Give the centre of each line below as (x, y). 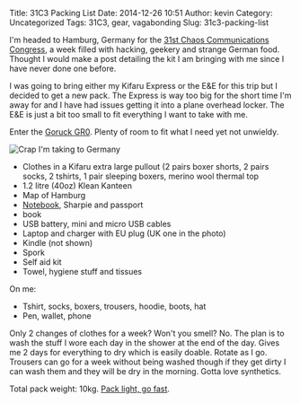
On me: (23, 289)
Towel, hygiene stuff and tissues (82, 272)
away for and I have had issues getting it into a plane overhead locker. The (147, 105)
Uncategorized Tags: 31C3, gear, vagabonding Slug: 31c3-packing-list (139, 22)
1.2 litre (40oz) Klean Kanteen (77, 186)
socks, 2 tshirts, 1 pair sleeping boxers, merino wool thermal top (140, 176)
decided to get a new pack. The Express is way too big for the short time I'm (150, 95)
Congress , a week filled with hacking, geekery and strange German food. (145, 49)
